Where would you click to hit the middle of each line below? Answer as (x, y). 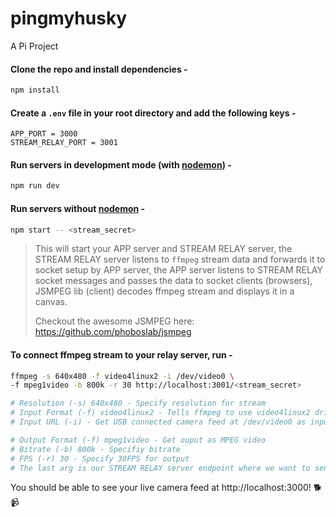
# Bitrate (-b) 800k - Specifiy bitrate (96, 449)
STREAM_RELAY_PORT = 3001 (64, 143)
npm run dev (35, 186)
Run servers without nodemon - (78, 208)
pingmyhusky (69, 18)
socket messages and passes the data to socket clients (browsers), (173, 281)
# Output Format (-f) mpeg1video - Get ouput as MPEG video (138, 440)
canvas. (51, 302)
